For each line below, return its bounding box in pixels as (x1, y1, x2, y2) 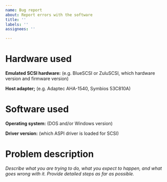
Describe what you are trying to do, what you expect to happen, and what (5, 165, 162, 171)
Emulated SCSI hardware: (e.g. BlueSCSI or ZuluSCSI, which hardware (5, 70, 155, 76)
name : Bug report (5, 7, 43, 13)
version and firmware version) (5, 75, 69, 82)
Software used (5, 104, 69, 115)
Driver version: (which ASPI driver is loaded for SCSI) (5, 130, 119, 136)
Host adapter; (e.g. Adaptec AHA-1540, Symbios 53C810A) (5, 86, 131, 92)
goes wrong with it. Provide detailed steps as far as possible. (5, 170, 135, 177)
